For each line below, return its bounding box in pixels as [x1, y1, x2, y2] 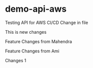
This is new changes [5, 29, 46, 35]
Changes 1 [5, 57, 26, 63]
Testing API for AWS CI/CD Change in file [5, 20, 88, 25]
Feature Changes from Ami [5, 48, 60, 54]
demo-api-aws [5, 3, 67, 15]
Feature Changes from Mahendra [5, 38, 72, 45]
